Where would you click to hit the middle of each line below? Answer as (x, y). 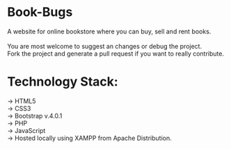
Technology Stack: (63, 82)
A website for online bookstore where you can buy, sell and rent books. (109, 31)
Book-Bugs (40, 12)
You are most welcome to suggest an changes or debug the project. (105, 46)
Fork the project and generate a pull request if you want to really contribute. (116, 54)
